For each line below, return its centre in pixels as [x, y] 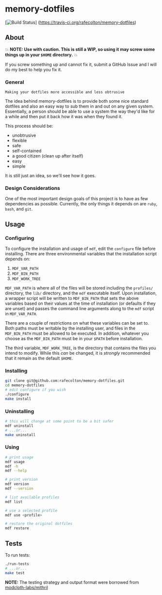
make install [18, 399]
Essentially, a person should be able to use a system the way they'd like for [80, 111]
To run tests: [17, 555]
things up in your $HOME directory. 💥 [41, 55]
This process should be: [29, 126]
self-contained [27, 151]
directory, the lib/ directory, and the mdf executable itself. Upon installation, [81, 293]
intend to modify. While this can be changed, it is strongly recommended [78, 353]
